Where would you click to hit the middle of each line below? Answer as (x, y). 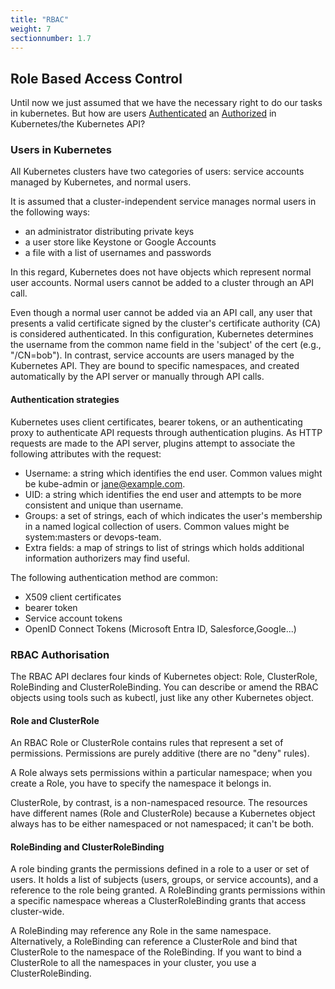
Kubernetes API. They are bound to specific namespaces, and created (155, 366)
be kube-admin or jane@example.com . (105, 483)
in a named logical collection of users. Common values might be (157, 526)
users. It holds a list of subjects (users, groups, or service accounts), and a (164, 880)
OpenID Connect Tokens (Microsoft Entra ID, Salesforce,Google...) (160, 628)
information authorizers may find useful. (107, 558)
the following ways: (50, 212)
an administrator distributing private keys (109, 232)
